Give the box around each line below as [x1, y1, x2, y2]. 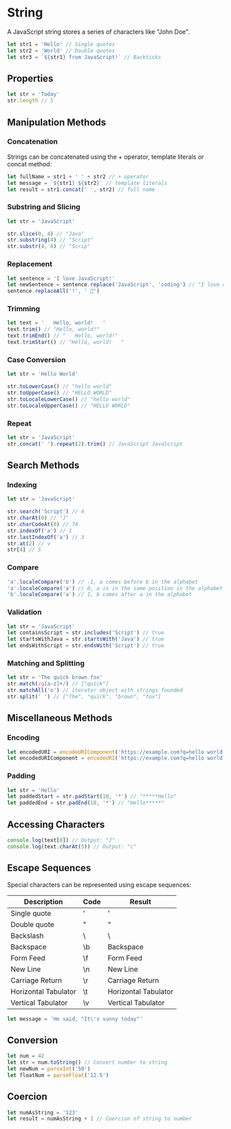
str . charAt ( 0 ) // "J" [7, 514, 69, 522]
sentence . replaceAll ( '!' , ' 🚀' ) [7, 287, 100, 295]
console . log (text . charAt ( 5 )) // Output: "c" [7, 843, 137, 850]
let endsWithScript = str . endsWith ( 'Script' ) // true [7, 642, 165, 649]
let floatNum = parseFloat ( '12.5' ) [7, 1071, 109, 1079]
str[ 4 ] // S [7, 547, 41, 553]
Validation [7, 607, 43, 617]
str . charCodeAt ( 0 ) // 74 [7, 520, 78, 527]
